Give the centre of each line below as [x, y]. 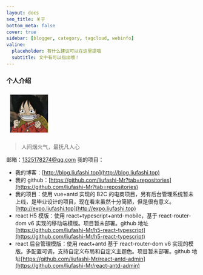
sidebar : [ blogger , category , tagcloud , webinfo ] [70, 38]
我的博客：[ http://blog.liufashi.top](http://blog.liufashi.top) [88, 173]
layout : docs [23, 13]
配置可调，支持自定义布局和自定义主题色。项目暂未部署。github [111, 251]
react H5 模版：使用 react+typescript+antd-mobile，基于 [86, 216]
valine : [16, 45]
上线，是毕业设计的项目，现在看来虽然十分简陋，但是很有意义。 [95, 202]
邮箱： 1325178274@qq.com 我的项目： [55, 160]
